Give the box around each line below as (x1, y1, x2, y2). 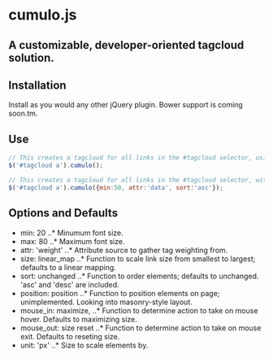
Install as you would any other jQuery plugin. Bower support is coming (8, 100, 244, 110)
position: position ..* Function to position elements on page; (19, 288, 220, 298)
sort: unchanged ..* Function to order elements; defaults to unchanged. (19, 271, 259, 281)
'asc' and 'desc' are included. (19, 279, 119, 290)
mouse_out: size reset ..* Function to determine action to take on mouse (19, 323, 262, 333)
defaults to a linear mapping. (19, 262, 116, 272)
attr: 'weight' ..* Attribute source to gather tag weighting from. (19, 245, 228, 255)
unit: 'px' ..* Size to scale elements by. (19, 340, 149, 350)
